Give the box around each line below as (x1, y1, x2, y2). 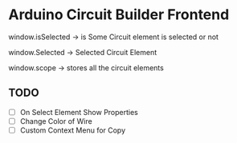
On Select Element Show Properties (19, 107, 139, 117)
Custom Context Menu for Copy (19, 125, 126, 135)
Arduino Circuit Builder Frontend (8, 6, 230, 24)
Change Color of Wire (19, 116, 92, 125)
